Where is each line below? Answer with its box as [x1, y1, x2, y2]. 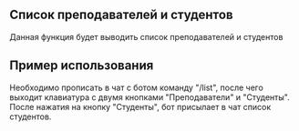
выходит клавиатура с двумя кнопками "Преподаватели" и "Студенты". [9, 91, 290, 103]
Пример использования [9, 58, 154, 74]
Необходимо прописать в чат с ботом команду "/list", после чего [9, 82, 264, 93]
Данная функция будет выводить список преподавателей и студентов [9, 31, 284, 42]
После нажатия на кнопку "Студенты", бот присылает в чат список [9, 101, 272, 112]
